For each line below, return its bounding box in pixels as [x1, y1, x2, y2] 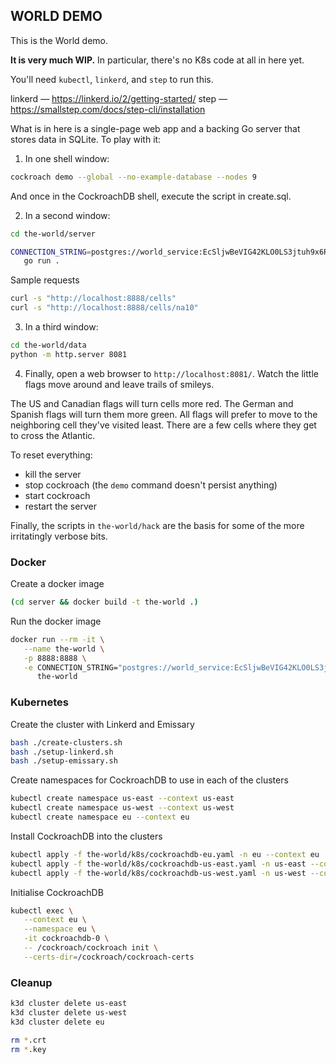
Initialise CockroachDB [10, 886, 104, 898]
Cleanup [10, 975, 53, 989]
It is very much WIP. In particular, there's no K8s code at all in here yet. [10, 54, 305, 66]
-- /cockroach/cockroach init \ [23, 943, 159, 953]
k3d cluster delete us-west [10, 1007, 128, 1018]
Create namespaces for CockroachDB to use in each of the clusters [10, 774, 289, 786]
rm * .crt [10, 1035, 47, 1045]
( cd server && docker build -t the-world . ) [10, 597, 199, 608]
